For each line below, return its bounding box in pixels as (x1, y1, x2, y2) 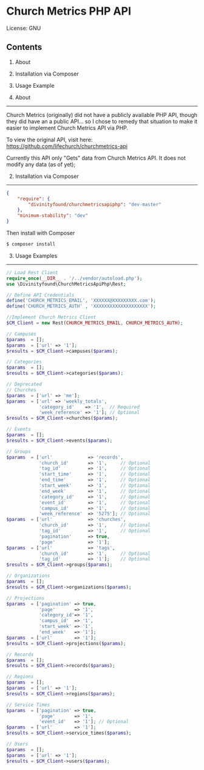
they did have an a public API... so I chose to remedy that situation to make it (6, 118, 198, 125)
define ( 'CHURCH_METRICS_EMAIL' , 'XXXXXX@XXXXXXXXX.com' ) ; (6, 297, 156, 304)
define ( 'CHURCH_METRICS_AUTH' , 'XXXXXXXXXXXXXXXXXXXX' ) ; (6, 303, 156, 309)
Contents (6, 42, 42, 52)
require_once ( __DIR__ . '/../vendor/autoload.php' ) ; (6, 275, 143, 281)
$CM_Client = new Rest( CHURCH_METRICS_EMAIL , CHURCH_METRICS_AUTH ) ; (6, 320, 183, 326)
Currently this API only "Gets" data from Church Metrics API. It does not (6, 154, 186, 161)
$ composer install (6, 241, 56, 247)
